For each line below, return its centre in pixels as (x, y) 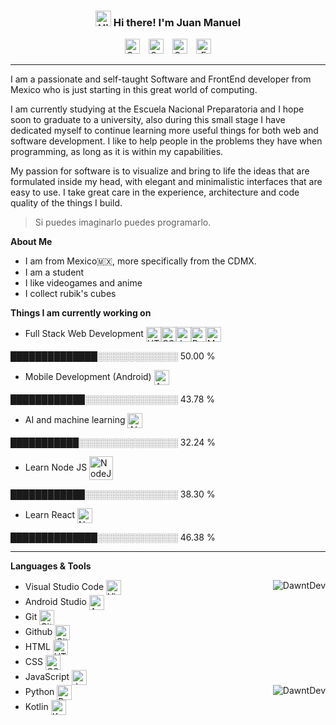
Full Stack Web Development (84, 334)
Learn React (50, 515)
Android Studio (55, 602)
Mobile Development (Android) (88, 377)
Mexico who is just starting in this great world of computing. (134, 90)
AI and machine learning (75, 420)
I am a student (54, 272)
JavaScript (47, 677)
